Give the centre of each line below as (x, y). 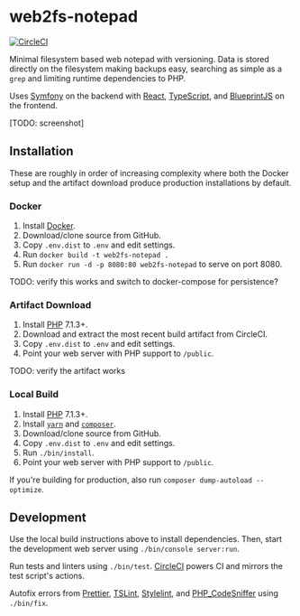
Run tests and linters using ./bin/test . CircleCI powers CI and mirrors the (146, 566)
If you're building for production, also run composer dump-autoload (131, 480)
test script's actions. (47, 576)
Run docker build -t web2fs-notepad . (95, 255)
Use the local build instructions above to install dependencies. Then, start (145, 539)
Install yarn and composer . (69, 424)
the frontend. (34, 105)
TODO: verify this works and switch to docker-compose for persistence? (144, 282)
